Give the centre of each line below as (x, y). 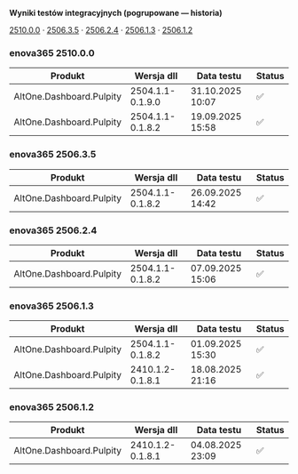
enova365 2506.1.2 (52, 407)
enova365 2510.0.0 (52, 52)
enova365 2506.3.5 (53, 155)
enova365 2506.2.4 (53, 230)
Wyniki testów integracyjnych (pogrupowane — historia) (116, 13)
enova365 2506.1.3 (52, 306)
